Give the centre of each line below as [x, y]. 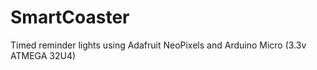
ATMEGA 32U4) [43, 55]
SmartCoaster [70, 17]
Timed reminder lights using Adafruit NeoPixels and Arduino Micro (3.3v [158, 45]
